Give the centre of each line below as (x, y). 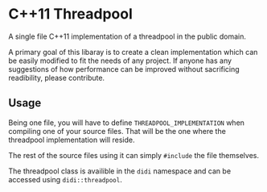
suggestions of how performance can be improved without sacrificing (124, 69)
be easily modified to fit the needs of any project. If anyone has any (120, 61)
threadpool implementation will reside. (72, 140)
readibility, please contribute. (57, 77)
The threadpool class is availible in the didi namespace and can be (120, 171)
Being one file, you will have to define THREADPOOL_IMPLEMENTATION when (127, 123)
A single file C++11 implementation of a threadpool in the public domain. (127, 36)
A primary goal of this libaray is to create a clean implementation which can (133, 52)
